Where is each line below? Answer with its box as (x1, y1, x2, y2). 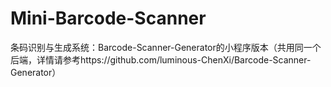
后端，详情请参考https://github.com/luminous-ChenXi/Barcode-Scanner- (10, 53, 312, 66)
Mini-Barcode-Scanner (10, 7, 207, 30)
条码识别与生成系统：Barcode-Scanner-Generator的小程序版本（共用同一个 (10, 41, 322, 53)
